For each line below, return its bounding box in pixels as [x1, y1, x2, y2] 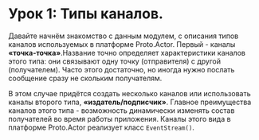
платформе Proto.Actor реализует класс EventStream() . [8, 122, 195, 132]
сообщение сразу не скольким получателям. [8, 73, 163, 83]
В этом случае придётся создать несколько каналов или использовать [8, 88, 251, 98]
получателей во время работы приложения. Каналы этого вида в [8, 114, 231, 123]
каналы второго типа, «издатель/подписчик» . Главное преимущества [8, 97, 252, 107]
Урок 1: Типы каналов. [8, 5, 163, 23]
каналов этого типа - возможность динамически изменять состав [8, 105, 235, 115]
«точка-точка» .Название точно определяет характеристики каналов [8, 48, 245, 57]
